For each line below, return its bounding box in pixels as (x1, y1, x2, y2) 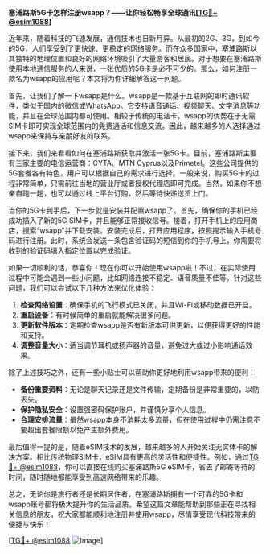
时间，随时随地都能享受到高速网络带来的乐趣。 (8, 473, 163, 481)
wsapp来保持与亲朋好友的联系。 (8, 131, 115, 140)
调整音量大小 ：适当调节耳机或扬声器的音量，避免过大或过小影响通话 (19, 340, 246, 349)
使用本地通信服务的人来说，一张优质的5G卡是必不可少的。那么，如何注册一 (8, 64, 257, 73)
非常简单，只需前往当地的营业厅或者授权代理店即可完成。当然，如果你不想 (14, 179, 262, 188)
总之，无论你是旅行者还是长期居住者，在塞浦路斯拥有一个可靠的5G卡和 (8, 489, 243, 498)
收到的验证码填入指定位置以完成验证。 (8, 246, 135, 255)
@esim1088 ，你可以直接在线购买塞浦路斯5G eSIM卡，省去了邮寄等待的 (19, 462, 256, 472)
